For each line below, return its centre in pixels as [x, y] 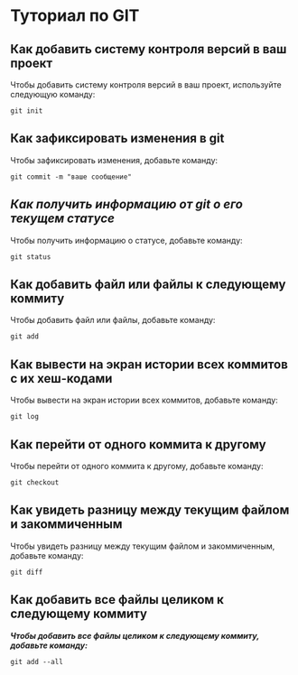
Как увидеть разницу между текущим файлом [150, 510]
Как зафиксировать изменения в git [117, 139]
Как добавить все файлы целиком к [117, 600]
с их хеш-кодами [61, 379]
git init [27, 111]
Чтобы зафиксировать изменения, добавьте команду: [114, 160]
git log [25, 417]
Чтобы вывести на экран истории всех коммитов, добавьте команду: [144, 400]
